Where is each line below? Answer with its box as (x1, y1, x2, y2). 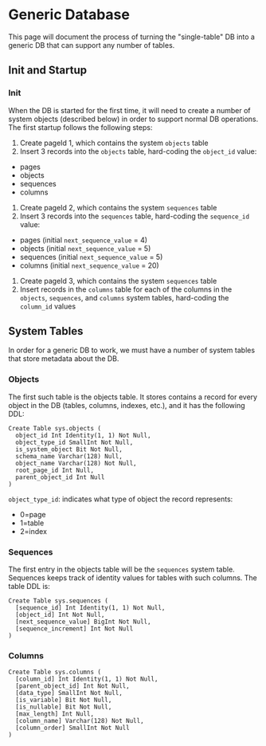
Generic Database (8, 6, 130, 24)
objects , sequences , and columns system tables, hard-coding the (19, 293, 229, 302)
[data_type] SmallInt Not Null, (15, 689, 123, 697)
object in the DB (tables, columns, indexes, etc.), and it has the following (8, 400, 245, 410)
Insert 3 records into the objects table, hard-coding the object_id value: (19, 146, 257, 156)
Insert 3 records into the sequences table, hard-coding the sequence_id (19, 211, 249, 221)
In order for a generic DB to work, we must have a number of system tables (8, 345, 256, 355)
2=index (19, 526, 48, 536)
